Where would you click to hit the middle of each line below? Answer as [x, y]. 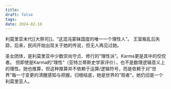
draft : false [19, 15]
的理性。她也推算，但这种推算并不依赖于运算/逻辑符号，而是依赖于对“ [79, 69]
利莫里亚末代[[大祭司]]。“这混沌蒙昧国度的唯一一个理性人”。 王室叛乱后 [80, 39]
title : [12, 10]
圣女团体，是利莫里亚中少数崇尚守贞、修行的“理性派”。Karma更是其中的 [81, 56]
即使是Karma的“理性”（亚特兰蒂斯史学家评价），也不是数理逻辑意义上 [92, 62]
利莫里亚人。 [19, 81]
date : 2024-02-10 [24, 24]
